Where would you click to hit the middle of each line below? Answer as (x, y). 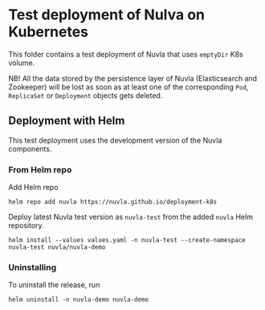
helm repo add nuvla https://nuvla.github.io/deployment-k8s (113, 202)
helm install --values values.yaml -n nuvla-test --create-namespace (127, 240)
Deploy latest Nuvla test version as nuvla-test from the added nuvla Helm (130, 217)
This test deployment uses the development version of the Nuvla (115, 140)
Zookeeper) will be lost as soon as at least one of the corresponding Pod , (128, 87)
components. (30, 149)
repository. (26, 225)
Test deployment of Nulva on (106, 15)
